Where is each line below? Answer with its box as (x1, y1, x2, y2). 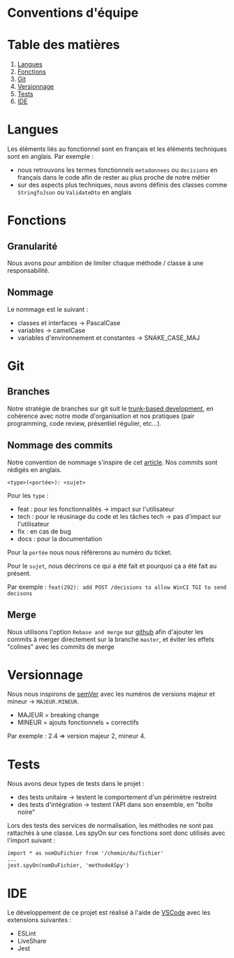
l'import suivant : (7, 836, 56, 845)
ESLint (17, 929, 36, 938)
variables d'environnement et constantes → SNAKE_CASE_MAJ (17, 334, 200, 342)
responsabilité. (7, 266, 50, 275)
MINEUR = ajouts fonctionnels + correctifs (17, 718, 140, 727)
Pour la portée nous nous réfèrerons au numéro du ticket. (7, 548, 173, 557)
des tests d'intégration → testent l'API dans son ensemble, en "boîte (17, 801, 213, 809)
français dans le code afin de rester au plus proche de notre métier (17, 173, 211, 182)
